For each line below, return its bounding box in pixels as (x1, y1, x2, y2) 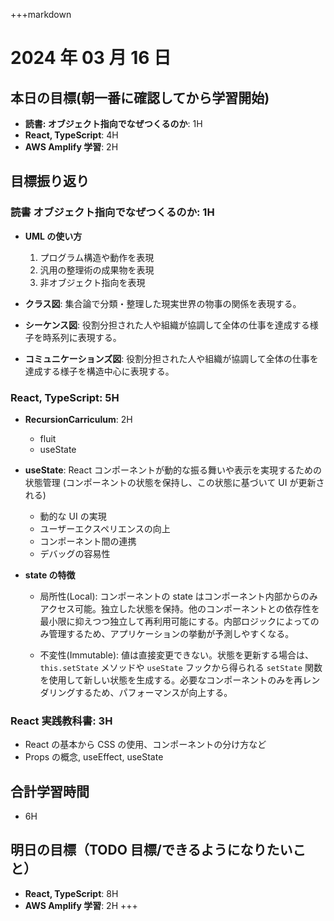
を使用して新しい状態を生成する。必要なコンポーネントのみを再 (39, 674, 303, 686)
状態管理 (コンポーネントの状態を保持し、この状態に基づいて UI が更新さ (24, 476, 325, 488)
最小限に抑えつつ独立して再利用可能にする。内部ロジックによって (39, 615, 311, 627)
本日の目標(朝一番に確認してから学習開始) (10, 89, 270, 106)
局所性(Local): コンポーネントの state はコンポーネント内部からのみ (39, 590, 318, 602)
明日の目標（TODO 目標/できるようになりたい (10, 842, 293, 859)
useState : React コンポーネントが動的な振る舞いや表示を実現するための (24, 464, 322, 476)
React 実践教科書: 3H (10, 714, 113, 728)
